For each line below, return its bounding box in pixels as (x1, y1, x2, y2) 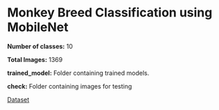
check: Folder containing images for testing (7, 82, 132, 90)
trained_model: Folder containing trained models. (7, 69, 150, 77)
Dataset (7, 95, 30, 104)
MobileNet (7, 19, 69, 35)
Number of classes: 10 (7, 42, 73, 50)
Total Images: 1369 (7, 55, 63, 63)
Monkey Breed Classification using (7, 5, 213, 21)
